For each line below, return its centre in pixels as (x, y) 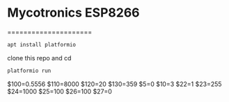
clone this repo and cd (39, 58)
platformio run (29, 71)
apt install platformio (42, 44)
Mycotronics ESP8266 (74, 13)
